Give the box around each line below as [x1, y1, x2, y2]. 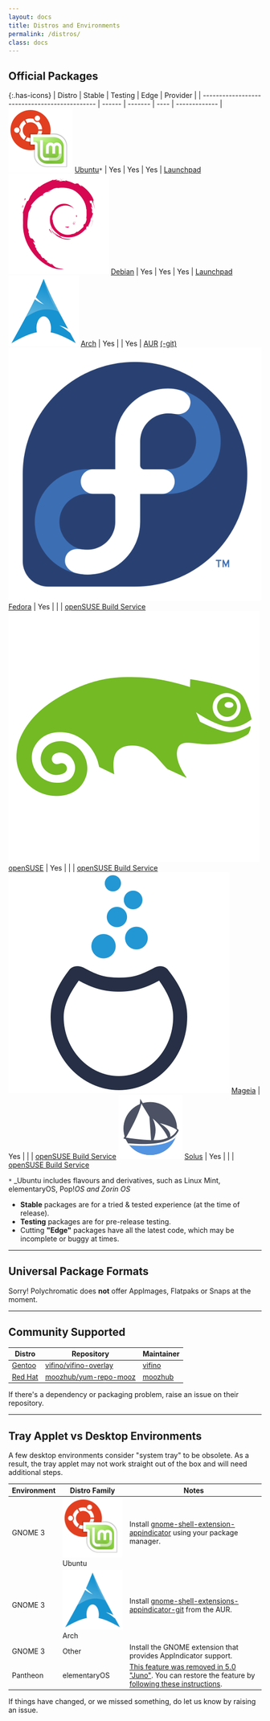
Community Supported [8, 1326, 126, 1339]
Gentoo [11, 1361, 37, 1371]
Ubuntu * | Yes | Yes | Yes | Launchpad [74, 165, 202, 174]
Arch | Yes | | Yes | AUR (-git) [80, 338, 178, 349]
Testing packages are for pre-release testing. [19, 1217, 171, 1227]
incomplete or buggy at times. [19, 1234, 120, 1244]
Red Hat [11, 1371, 39, 1382]
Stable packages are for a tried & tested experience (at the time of [19, 1200, 240, 1210]
